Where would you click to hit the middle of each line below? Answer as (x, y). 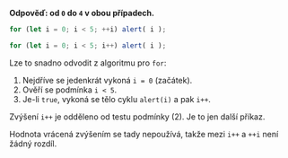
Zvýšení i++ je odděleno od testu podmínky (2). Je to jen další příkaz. (137, 117)
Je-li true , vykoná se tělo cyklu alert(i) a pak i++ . (116, 99)
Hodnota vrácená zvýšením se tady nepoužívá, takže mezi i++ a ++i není (144, 134)
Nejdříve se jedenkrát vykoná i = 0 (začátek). (107, 80)
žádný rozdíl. (33, 144)
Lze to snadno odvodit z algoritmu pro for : (88, 63)
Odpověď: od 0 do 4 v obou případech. (82, 13)
